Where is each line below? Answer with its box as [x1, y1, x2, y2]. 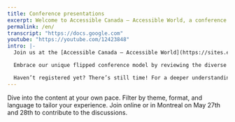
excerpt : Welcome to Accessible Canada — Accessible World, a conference [7, 17, 227, 24]
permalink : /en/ [7, 23, 55, 30]
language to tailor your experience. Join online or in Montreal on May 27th [7, 100, 221, 109]
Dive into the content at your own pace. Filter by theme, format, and [7, 93, 203, 102]
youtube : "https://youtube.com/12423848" [7, 36, 130, 43]
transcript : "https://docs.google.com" [7, 29, 124, 37]
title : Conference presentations [7, 10, 105, 17]
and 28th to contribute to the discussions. [7, 108, 128, 116]
